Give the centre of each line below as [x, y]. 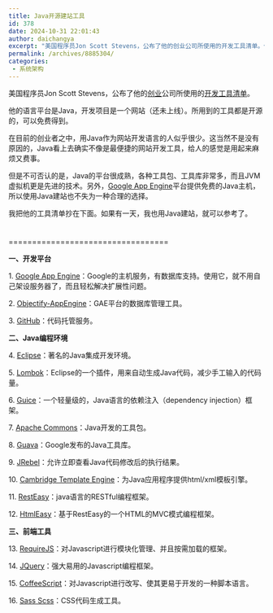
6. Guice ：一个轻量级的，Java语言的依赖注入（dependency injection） [127, 400]
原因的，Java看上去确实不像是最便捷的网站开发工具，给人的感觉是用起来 [130, 148]
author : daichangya [41, 39]
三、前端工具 [30, 531]
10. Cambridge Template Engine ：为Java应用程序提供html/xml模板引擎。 [130, 479]
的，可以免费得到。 [41, 120]
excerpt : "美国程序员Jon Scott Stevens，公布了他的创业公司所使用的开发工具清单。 [136, 46]
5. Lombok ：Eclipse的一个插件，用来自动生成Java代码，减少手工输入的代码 [135, 372]
